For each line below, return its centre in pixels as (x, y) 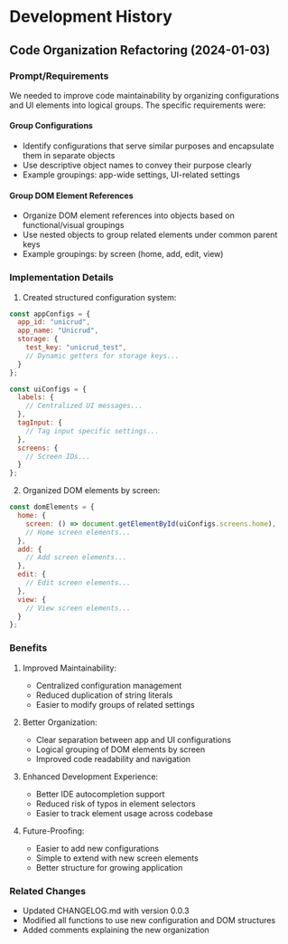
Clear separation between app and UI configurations (134, 739)
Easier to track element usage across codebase (125, 813)
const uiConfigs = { (48, 389)
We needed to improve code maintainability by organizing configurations (144, 95)
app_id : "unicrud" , (54, 322)
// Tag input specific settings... (93, 431)
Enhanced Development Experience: (90, 777)
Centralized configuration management (109, 685)
